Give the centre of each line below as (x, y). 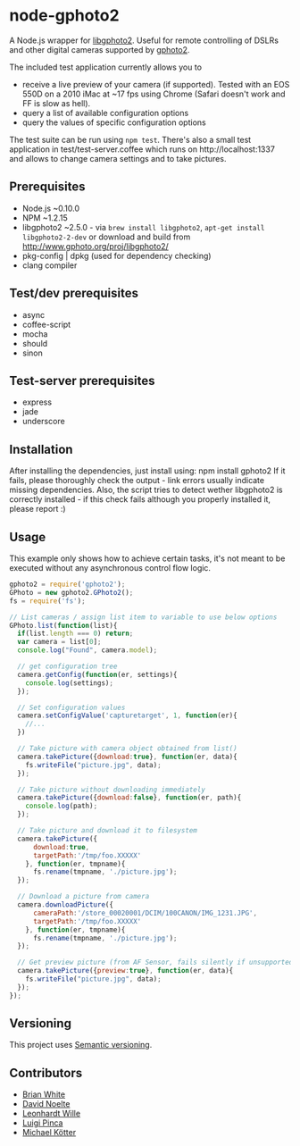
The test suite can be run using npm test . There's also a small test (130, 139)
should (35, 343)
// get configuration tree (67, 666)
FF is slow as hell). (56, 103)
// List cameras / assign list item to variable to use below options (143, 617)
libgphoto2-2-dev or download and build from (106, 237)
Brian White (43, 1094)
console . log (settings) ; (70, 683)
